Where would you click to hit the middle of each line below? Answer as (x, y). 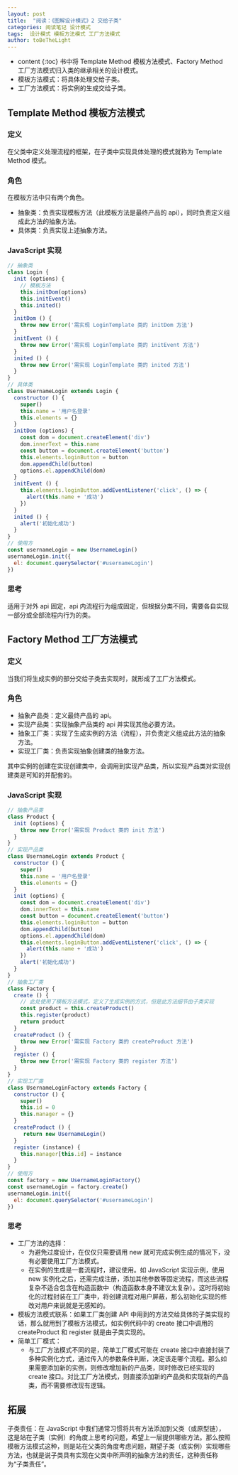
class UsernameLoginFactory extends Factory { (77, 1088)
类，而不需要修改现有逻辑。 (69, 1385)
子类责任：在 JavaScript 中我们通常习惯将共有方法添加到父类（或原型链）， (116, 1428)
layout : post (27, 14)
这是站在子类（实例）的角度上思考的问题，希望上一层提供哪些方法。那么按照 (119, 1437)
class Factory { (31, 989)
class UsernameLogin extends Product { (66, 857)
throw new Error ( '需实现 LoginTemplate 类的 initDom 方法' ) (107, 325)
